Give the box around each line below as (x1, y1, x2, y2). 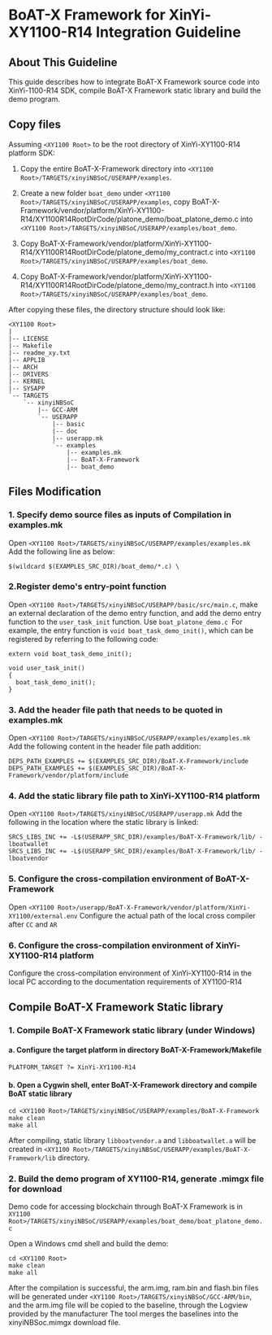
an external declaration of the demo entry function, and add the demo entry (8, 608, 261, 617)
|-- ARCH (8, 363, 38, 371)
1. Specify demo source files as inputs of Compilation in (8, 509, 231, 521)
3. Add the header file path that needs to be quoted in (8, 704, 223, 715)
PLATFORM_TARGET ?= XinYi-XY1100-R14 (8, 1063, 136, 1071)
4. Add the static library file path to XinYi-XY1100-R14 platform (8, 791, 261, 802)
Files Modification (8, 485, 101, 499)
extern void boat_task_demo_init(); (8, 649, 132, 658)
